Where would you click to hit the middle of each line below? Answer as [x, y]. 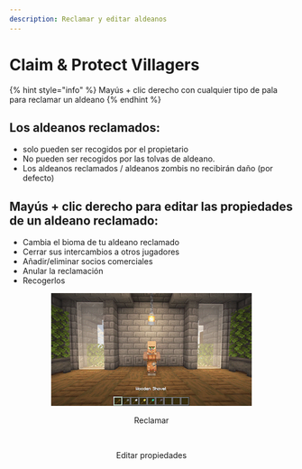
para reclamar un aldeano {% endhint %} [86, 99]
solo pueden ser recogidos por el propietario [105, 150]
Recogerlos [44, 280]
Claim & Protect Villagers [105, 64]
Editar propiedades [151, 455]
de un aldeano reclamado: [84, 221]
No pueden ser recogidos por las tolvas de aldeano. [119, 159]
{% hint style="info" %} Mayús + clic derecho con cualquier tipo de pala [143, 89]
